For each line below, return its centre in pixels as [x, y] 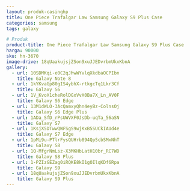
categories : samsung [32, 23]
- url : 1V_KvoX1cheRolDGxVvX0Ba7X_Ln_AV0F [66, 95]
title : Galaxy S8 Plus [45, 157]
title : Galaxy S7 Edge [45, 135]
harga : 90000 [23, 51]
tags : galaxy [23, 29]
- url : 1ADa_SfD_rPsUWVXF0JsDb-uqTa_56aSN [66, 118]
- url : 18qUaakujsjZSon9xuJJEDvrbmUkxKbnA [66, 174]
